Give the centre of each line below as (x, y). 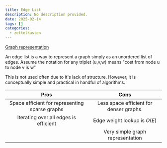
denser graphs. (125, 109)
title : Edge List (23, 10)
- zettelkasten (25, 33)
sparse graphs (46, 109)
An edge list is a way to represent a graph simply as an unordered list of (79, 57)
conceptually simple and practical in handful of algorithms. (65, 82)
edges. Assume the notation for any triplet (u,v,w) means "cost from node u (83, 62)
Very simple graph (125, 132)
